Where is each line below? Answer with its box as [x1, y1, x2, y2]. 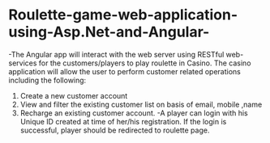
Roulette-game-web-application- [8, 6, 238, 24]
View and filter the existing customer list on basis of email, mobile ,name [19, 99, 263, 109]
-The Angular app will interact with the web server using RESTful [8, 49, 225, 59]
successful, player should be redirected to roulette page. [19, 125, 210, 135]
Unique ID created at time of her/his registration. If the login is [19, 116, 227, 126]
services [8, 58, 37, 68]
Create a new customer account [19, 90, 128, 100]
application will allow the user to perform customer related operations [8, 66, 241, 76]
